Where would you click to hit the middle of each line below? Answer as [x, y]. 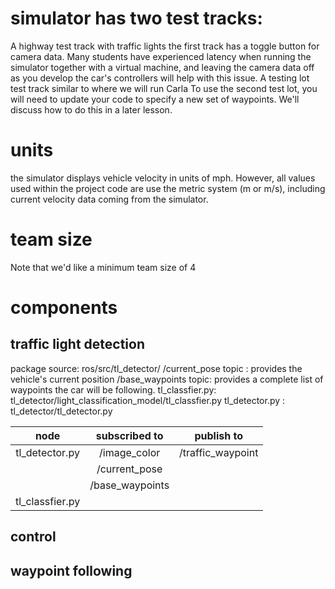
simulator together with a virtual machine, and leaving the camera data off [162, 67]
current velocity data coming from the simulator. [109, 199]
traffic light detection [78, 344]
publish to [219, 435]
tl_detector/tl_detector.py [61, 411]
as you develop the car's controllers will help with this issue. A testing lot [160, 78]
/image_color [129, 452]
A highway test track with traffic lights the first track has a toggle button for [165, 46]
